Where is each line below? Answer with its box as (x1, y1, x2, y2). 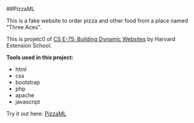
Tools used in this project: (6, 54, 74, 61)
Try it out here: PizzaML (6, 110, 67, 117)
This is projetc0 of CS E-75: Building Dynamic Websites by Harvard (6, 35, 176, 42)
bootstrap (15, 79, 40, 86)
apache (15, 92, 35, 99)
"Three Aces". (6, 24, 42, 31)
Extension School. (6, 42, 52, 49)
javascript (15, 98, 40, 105)
